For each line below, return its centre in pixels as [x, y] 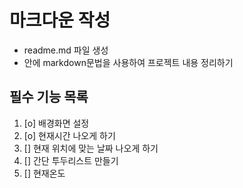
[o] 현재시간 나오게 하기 [69, 135]
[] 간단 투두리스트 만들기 [71, 160]
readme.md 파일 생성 [66, 50]
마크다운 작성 [60, 20]
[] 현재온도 [44, 173]
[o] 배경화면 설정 [56, 123]
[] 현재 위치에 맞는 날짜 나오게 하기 [91, 148]
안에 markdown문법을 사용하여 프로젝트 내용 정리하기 [128, 62]
